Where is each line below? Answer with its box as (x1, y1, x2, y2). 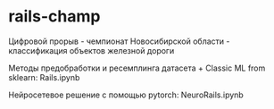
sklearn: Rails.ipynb (8, 71, 80, 82)
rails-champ (8, 6, 101, 27)
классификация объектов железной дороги (8, 45, 175, 55)
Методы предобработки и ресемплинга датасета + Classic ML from (8, 63, 266, 73)
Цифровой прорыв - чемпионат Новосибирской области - (8, 36, 230, 46)
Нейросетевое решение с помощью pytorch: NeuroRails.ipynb (8, 89, 245, 100)
